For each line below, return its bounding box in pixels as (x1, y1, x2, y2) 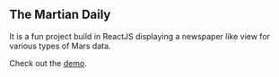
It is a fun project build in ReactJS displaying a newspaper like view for (9, 30, 271, 41)
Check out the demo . (9, 57, 87, 68)
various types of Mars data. (9, 40, 111, 51)
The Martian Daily (9, 7, 111, 22)
